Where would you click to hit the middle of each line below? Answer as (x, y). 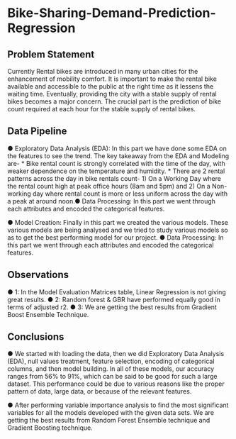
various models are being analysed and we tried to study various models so (118, 230)
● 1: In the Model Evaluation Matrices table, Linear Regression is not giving (117, 291)
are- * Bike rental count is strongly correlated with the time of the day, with (116, 163)
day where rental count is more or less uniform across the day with (130, 194)
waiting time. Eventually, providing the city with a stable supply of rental (112, 94)
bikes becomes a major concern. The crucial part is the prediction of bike (114, 101)
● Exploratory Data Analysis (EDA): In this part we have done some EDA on (117, 148)
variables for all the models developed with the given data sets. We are (111, 413)
